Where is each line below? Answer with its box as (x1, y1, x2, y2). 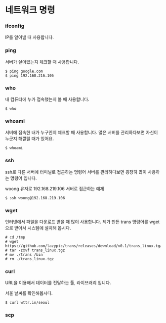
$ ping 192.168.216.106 (5, 73, 54, 78)
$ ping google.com (5, 69, 43, 74)
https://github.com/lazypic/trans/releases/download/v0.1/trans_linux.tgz (5, 243, 163, 248)
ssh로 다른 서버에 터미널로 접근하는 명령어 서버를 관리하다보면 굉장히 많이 (5, 169, 147, 175)
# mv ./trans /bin (5, 252, 43, 257)
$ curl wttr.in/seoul (5, 300, 50, 305)
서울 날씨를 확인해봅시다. (5, 290, 53, 296)
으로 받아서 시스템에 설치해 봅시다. (5, 225, 71, 231)
